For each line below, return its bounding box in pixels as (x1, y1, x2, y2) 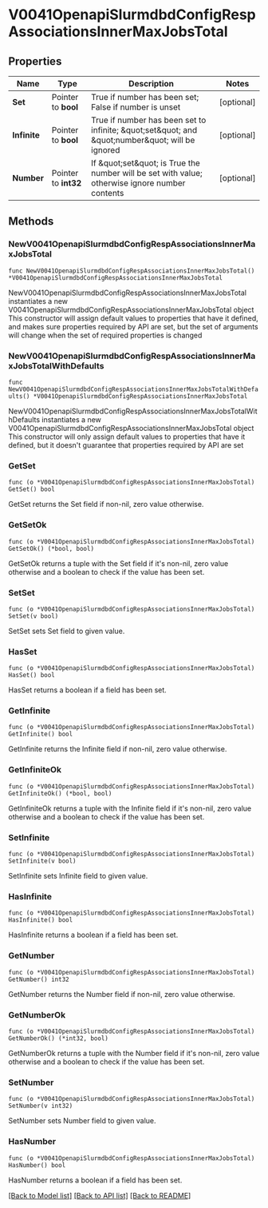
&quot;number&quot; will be (91, 134, 195, 146)
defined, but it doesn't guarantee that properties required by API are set (8, 440, 244, 449)
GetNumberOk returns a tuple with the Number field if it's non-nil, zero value (8, 1048, 260, 1058)
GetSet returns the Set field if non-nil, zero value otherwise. (8, 500, 204, 509)
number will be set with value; (91, 168, 203, 178)
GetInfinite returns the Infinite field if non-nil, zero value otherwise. (8, 744, 227, 754)
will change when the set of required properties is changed (8, 330, 203, 340)
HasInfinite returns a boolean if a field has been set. (8, 930, 179, 940)
